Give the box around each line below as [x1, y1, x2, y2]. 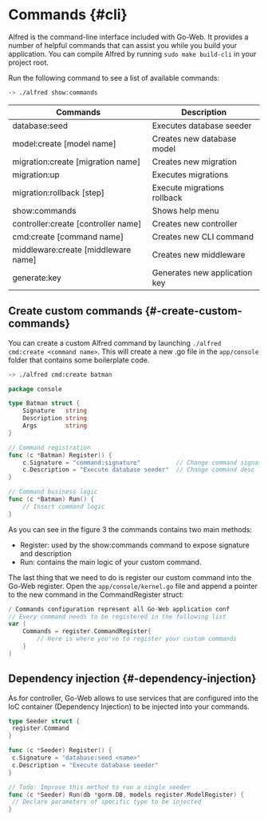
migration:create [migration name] [12, 156, 141, 167]
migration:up [12, 169, 60, 180]
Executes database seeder [152, 120, 252, 131]
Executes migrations [152, 169, 229, 180]
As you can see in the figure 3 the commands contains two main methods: [8, 524, 253, 534]
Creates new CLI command [152, 230, 254, 242]
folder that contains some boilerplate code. [8, 354, 150, 365]
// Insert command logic [22, 503, 105, 511]
